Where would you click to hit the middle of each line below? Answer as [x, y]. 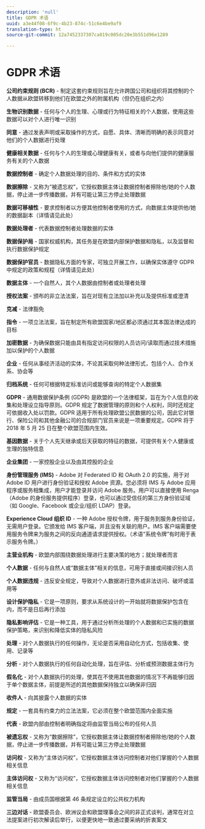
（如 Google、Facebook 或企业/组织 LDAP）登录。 [70, 506]
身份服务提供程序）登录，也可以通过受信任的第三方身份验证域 [113, 498]
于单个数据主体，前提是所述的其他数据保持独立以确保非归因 [81, 685]
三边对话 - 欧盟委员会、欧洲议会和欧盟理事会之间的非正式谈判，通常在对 [98, 812]
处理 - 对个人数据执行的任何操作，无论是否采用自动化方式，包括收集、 [95, 643]
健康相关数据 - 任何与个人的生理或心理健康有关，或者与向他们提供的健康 [98, 153]
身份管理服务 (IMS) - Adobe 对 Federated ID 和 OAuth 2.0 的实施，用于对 [98, 475]
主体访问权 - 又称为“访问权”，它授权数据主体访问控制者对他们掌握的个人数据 [102, 779]
